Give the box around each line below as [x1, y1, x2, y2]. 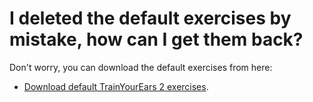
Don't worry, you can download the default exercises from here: [9, 61, 273, 73]
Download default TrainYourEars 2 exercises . [23, 80, 209, 92]
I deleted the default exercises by [9, 7, 292, 30]
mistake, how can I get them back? [9, 28, 304, 51]
